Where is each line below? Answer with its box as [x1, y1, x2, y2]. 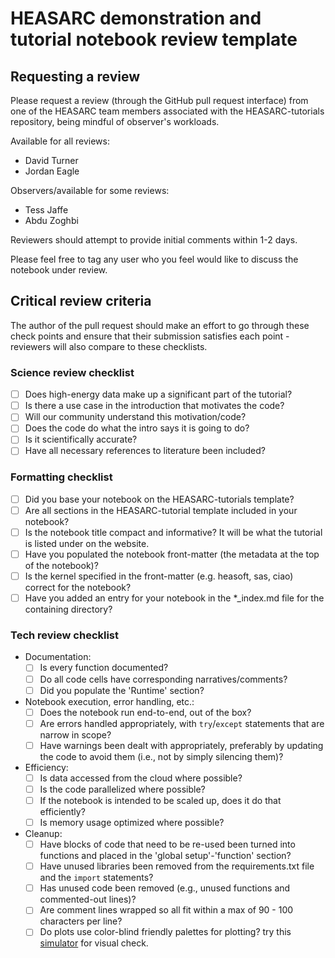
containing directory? [24, 603, 113, 616]
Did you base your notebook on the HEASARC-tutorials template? [24, 493, 295, 505]
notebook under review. [10, 264, 108, 276]
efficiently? [39, 806, 86, 818]
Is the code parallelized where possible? [39, 783, 206, 795]
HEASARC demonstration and [10, 7, 262, 30]
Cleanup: [24, 828, 63, 840]
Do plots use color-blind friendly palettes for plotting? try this [39, 926, 292, 938]
